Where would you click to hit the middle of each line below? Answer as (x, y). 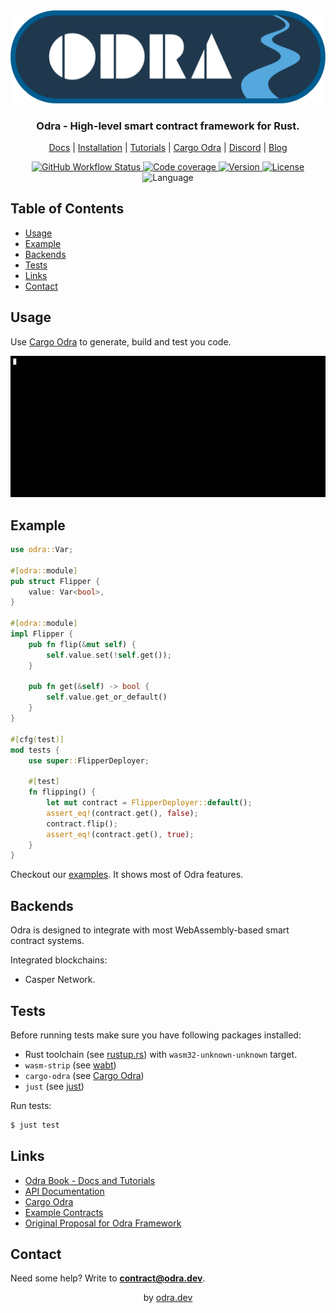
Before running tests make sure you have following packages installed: (156, 1035)
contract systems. (47, 941)
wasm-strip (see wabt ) (70, 1065)
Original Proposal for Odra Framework (103, 1223)
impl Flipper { (42, 634)
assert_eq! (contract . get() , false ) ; (122, 813)
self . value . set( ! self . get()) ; (109, 655)
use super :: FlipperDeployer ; (89, 760)
